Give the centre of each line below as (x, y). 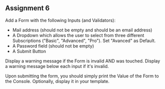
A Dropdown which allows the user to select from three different (78, 35)
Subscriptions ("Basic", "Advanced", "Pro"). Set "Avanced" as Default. (84, 40)
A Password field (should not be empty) (53, 46)
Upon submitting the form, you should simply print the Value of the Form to (82, 76)
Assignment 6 (27, 8)
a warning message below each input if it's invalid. (57, 66)
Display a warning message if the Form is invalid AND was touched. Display (83, 61)
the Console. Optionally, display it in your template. (57, 81)
